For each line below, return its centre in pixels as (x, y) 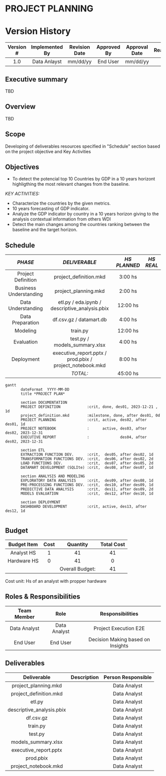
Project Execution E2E (119, 628)
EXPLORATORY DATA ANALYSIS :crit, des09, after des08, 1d (87, 481)
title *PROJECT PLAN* (43, 394)
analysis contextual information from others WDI (62, 219)
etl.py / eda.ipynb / (80, 302)
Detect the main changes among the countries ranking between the (81, 224)
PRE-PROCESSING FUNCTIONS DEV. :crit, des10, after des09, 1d (87, 485)
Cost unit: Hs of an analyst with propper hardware (56, 581)
